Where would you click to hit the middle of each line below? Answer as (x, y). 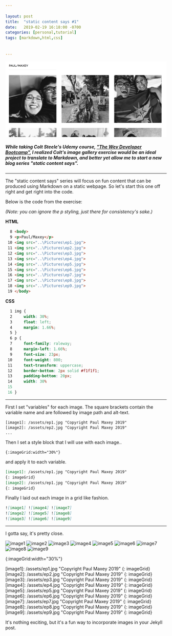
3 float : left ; (31, 322)
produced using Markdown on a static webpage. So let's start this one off (83, 186)
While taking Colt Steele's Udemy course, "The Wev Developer (73, 147)
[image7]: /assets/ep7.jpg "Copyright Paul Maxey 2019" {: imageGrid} (79, 602)
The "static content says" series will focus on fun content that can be (78, 181)
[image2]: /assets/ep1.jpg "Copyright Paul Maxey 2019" (66, 483)
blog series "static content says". (42, 163)
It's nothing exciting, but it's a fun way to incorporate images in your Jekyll (84, 622)
